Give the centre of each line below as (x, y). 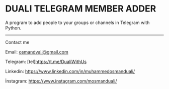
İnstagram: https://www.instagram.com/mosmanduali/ (61, 81)
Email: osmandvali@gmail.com (37, 52)
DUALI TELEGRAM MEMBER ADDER (81, 9)
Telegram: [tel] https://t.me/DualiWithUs (46, 61)
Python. (13, 27)
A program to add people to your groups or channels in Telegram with (77, 22)
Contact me (17, 42)
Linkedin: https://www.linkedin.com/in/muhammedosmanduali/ (70, 71)
